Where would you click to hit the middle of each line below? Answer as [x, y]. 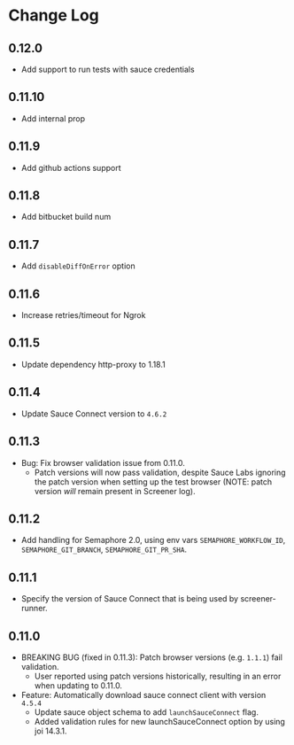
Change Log [54, 16]
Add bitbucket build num [66, 217]
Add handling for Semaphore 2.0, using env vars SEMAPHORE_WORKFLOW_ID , [153, 540]
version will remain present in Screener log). [115, 491]
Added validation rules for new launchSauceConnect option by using [159, 721]
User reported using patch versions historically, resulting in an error [158, 676]
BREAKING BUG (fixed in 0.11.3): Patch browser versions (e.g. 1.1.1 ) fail [151, 657]
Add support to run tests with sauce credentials [108, 69]
